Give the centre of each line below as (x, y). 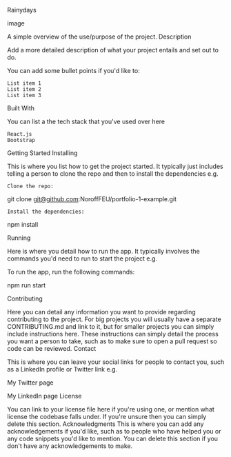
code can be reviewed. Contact (52, 348)
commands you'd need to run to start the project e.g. (82, 258)
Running (19, 238)
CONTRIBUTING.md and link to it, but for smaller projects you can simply (111, 326)
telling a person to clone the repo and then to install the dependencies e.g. (113, 174)
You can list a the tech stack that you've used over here (86, 121)
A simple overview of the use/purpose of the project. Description (99, 37)
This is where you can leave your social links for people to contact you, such (116, 362)
